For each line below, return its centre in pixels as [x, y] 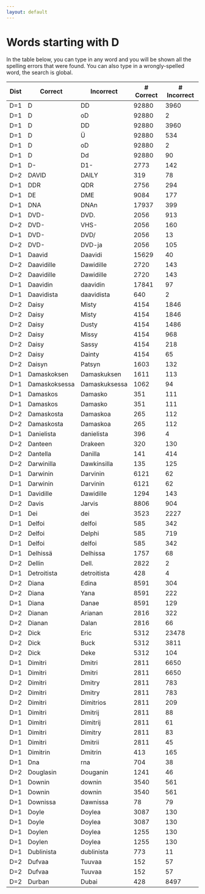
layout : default [27, 12]
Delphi [90, 533]
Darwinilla [42, 464]
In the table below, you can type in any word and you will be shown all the [99, 59]
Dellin [36, 563]
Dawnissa [94, 802]
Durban [38, 881]
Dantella [40, 454]
